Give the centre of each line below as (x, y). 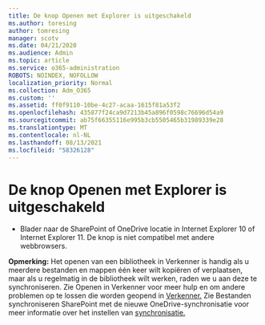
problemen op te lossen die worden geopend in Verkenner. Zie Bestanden (130, 296)
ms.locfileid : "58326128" (51, 150)
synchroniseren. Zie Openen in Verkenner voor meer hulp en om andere (127, 287)
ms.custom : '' (32, 98)
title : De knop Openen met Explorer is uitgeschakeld (100, 16)
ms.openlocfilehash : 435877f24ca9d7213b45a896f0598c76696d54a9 (116, 113)
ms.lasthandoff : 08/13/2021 (55, 142)
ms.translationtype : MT (48, 128)
